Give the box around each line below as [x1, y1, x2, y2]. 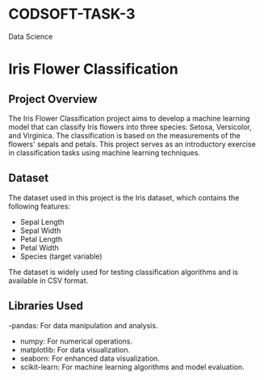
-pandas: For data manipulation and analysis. [8, 320, 158, 330]
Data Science [8, 32, 53, 41]
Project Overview [8, 92, 98, 106]
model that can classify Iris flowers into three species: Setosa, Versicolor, [8, 122, 252, 132]
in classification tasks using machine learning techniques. [8, 147, 200, 158]
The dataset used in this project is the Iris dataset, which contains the [8, 192, 240, 202]
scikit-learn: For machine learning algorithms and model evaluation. [19, 361, 245, 372]
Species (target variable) [19, 251, 103, 261]
